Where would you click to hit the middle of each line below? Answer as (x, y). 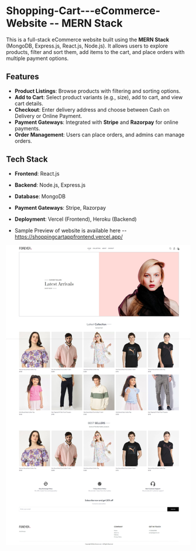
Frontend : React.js (37, 173)
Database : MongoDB (40, 196)
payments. (27, 128)
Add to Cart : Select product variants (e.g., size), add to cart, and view (99, 97)
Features (23, 77)
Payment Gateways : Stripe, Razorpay (60, 207)
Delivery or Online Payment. (48, 116)
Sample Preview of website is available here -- (71, 230)
